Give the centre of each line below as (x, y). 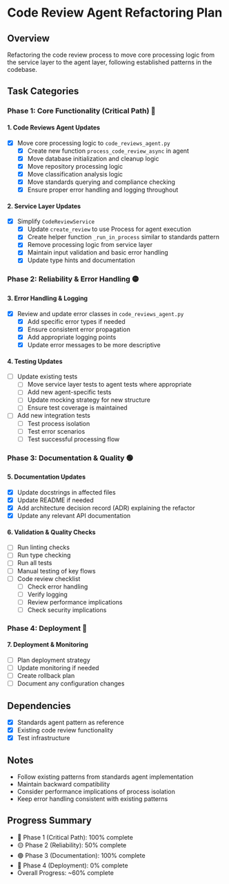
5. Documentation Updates (47, 477)
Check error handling (58, 587)
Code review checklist (49, 578)
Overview (29, 38)
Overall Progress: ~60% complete (65, 872)
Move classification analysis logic (75, 174)
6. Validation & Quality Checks (51, 532)
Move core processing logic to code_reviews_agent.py (93, 142)
